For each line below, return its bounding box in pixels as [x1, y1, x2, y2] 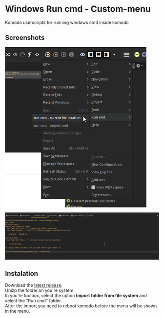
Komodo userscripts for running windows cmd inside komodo [5, 19, 129, 25]
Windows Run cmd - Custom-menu [5, 3, 151, 15]
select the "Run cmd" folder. [5, 298, 62, 304]
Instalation [5, 269, 38, 278]
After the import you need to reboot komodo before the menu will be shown [5, 303, 157, 309]
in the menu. [5, 308, 30, 314]
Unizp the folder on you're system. [5, 287, 75, 293]
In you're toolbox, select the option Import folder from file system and [5, 293, 147, 299]
